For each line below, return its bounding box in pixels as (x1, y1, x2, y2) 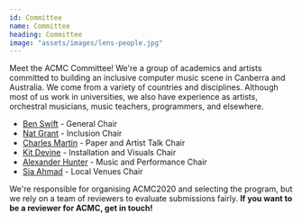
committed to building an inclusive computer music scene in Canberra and (9, 73, 286, 84)
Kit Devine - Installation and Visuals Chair (22, 147, 177, 158)
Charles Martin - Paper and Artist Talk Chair (22, 138, 186, 148)
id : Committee (9, 13, 63, 22)
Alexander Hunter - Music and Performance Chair (22, 156, 207, 167)
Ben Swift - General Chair (22, 119, 118, 129)
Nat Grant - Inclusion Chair (22, 128, 123, 139)
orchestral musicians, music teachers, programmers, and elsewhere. (9, 101, 264, 112)
